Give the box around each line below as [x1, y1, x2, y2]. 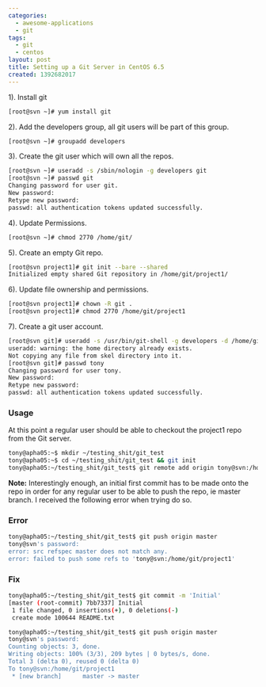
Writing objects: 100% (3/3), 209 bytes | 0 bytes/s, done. [8, 651, 211, 658]
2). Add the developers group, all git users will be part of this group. [8, 122, 230, 132]
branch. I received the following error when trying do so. [8, 494, 192, 504]
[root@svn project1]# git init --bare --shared [8, 263, 169, 271]
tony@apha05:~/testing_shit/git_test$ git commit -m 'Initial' [8, 592, 222, 600]
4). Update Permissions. [8, 218, 87, 227]
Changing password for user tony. [8, 366, 123, 375]
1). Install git [8, 92, 47, 101]
